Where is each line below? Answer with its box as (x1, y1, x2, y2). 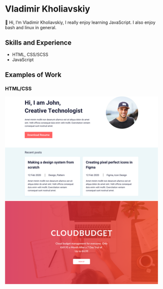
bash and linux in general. (5, 24, 57, 30)
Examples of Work (5, 71, 62, 79)
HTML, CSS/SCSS (12, 51, 49, 57)
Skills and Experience (5, 39, 72, 47)
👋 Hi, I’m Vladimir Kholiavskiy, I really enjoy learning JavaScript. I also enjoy (5, 19, 156, 25)
